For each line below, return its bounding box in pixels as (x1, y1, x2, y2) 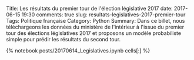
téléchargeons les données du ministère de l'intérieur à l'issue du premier (6, 23, 184, 30)
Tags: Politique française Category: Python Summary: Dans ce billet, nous (6, 17, 185, 24)
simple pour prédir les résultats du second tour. (6, 36, 121, 43)
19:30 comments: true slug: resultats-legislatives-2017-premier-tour (21, 11, 186, 18)
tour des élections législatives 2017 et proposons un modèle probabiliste (6, 30, 181, 37)
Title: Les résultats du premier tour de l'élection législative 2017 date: (6, 5, 173, 12)
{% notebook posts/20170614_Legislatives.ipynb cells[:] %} (6, 47, 150, 54)
